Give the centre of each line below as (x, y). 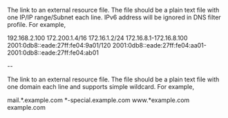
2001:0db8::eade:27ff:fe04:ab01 (53, 52)
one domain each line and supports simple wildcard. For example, (101, 87)
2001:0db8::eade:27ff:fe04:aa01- (160, 45)
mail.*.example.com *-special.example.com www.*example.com (98, 100)
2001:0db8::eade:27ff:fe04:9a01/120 (59, 45)
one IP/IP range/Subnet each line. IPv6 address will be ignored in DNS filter (114, 17)
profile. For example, (37, 24)
